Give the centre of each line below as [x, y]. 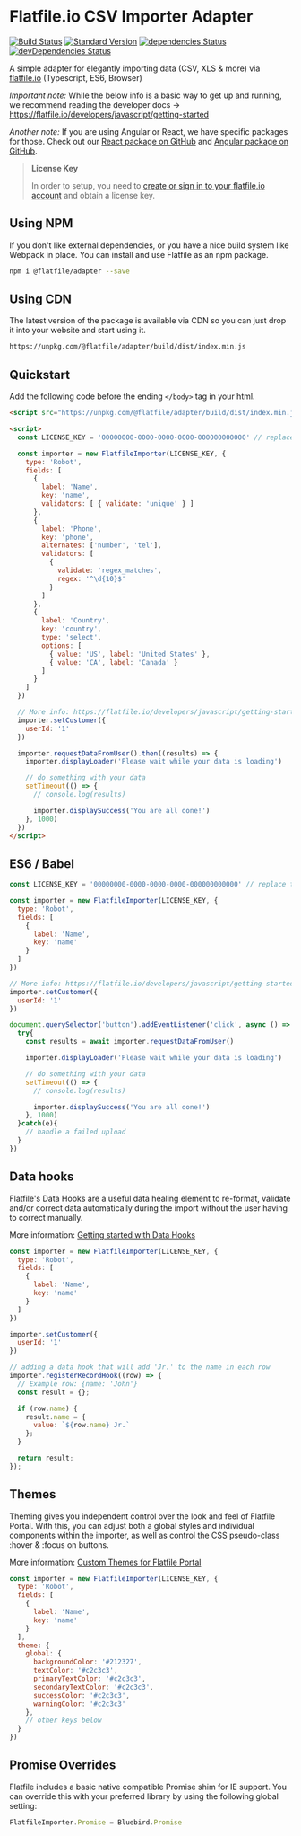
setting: [23, 1805]
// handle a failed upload [76, 1132]
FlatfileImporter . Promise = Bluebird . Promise [95, 1822]
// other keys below [64, 1721]
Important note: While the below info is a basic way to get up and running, [146, 95]
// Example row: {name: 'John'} [78, 1384]
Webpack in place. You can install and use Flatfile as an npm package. [139, 254]
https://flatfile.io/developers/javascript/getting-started [109, 114]
